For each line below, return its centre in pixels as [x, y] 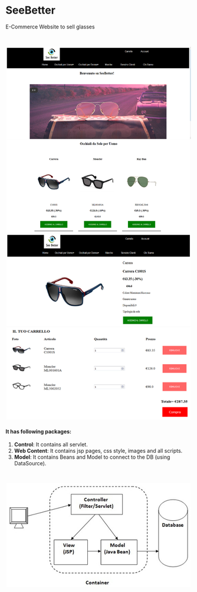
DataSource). [30, 464]
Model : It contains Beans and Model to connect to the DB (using [92, 457]
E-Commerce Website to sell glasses [50, 27]
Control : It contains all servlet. [51, 445]
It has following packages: [39, 431]
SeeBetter [30, 10]
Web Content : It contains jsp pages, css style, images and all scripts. [98, 451]
